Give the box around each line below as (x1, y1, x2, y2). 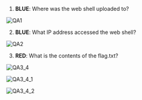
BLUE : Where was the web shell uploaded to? (15, 5, 129, 12)
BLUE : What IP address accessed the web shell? (15, 28, 137, 36)
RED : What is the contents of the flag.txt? (15, 52, 118, 59)
